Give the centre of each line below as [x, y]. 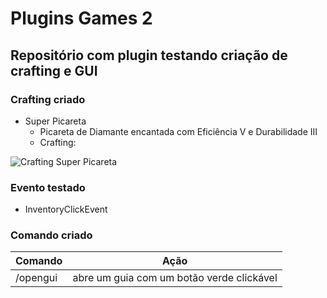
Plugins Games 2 [81, 18]
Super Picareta [55, 121]
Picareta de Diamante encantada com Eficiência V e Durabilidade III [178, 131]
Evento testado [48, 187]
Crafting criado [48, 99]
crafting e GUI [54, 70]
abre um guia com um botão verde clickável [175, 278]
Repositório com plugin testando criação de [149, 55]
